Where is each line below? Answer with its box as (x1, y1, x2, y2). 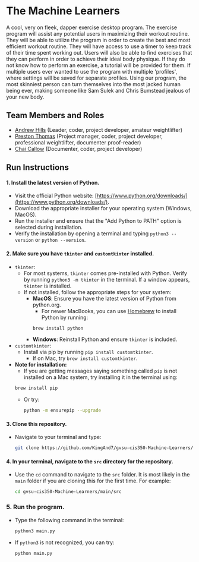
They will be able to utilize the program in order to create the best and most (6, 36, 191, 43)
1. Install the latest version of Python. (6, 179, 100, 186)
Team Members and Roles (6, 110, 105, 121)
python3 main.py (14, 528, 55, 534)
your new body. (6, 93, 45, 100)
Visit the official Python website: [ (14, 192, 97, 200)
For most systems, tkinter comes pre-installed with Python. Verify (23, 269, 187, 277)
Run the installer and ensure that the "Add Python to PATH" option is (14, 217, 182, 225)
